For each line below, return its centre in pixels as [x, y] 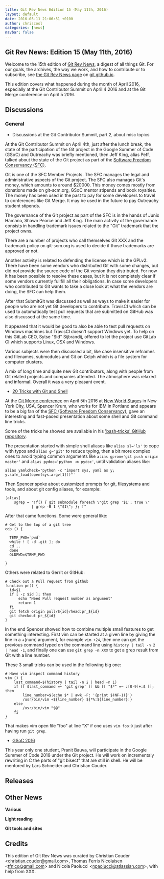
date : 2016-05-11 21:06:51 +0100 [39, 19]
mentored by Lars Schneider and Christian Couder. [56, 765]
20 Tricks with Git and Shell [40, 391]
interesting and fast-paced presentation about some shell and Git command [82, 416]
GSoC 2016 [23, 740]
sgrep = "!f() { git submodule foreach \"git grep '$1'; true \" [82, 502]
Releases [19, 781]
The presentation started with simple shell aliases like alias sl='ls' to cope [82, 446]
